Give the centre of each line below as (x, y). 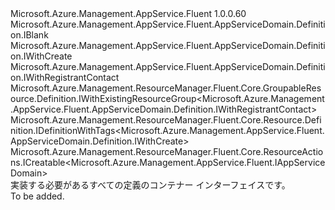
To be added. (37, 196)
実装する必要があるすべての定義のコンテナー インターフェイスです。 (150, 185)
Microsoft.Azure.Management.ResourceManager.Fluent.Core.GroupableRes (166, 88)
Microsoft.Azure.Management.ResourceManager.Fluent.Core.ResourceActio (167, 151)
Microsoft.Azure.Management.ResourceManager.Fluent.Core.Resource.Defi (166, 120)
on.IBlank (29, 35)
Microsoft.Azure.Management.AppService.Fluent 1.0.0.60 (128, 13)
